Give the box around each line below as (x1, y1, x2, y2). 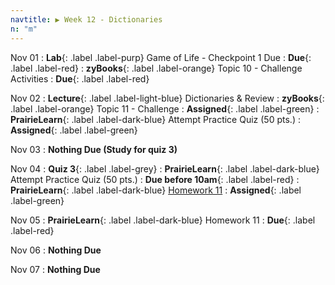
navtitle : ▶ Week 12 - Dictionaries (10, 14, 163, 25)
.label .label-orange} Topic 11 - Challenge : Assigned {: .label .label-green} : (10, 102, 320, 115)
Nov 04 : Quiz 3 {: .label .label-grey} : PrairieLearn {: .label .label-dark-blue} (10, 162, 320, 175)
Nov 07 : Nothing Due (10, 263, 101, 275)
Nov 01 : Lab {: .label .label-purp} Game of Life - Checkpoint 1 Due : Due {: (10, 51, 312, 63)
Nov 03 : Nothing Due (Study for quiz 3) (10, 143, 178, 155)
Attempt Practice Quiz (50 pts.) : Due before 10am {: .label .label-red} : (10, 173, 300, 185)
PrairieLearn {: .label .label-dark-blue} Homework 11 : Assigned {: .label (10, 184, 302, 196)
